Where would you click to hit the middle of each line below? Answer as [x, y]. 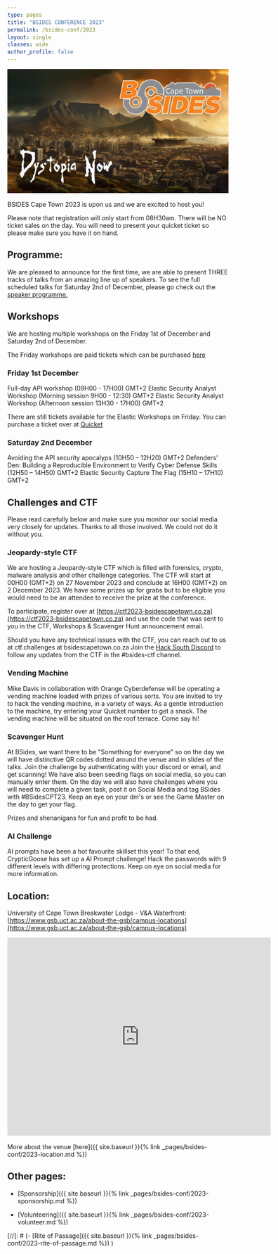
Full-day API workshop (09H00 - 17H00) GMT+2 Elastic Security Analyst [112, 388]
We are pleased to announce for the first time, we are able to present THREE [118, 272]
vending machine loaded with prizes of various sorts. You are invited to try [115, 696]
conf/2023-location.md [41, 1155]
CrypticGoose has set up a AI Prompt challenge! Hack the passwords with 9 [117, 859]
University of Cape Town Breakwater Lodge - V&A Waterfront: [97, 913]
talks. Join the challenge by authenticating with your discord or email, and [114, 766]
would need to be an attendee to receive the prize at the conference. [107, 597]
